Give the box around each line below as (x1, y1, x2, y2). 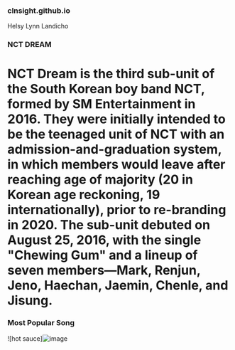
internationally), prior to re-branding (7, 202, 226, 218)
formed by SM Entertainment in (7, 96, 196, 112)
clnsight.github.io (7, 6, 71, 16)
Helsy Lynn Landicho (7, 22, 69, 31)
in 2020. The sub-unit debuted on (7, 217, 211, 233)
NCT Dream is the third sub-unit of (7, 66, 215, 82)
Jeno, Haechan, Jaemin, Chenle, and (7, 277, 229, 294)
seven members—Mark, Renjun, (7, 262, 201, 279)
